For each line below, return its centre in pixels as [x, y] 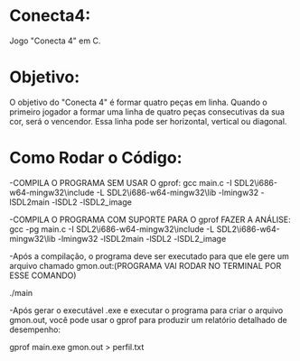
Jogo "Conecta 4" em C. [55, 41]
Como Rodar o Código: [96, 158]
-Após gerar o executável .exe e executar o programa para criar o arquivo [146, 310]
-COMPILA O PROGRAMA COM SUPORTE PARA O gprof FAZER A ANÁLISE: [150, 219]
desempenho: [35, 329]
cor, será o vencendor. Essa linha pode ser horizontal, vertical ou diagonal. [148, 121]
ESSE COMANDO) [43, 275]
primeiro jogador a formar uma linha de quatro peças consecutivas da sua [147, 111]
